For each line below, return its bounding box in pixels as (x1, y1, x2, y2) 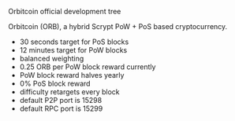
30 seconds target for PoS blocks (19, 37, 129, 46)
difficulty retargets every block (19, 87, 120, 97)
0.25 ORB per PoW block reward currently (19, 62, 156, 71)
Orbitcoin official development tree (8, 7, 121, 16)
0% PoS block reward (19, 79, 91, 88)
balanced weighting (19, 54, 84, 63)
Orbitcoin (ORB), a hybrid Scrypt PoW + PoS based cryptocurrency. (8, 22, 228, 31)
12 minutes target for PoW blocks (19, 46, 128, 54)
